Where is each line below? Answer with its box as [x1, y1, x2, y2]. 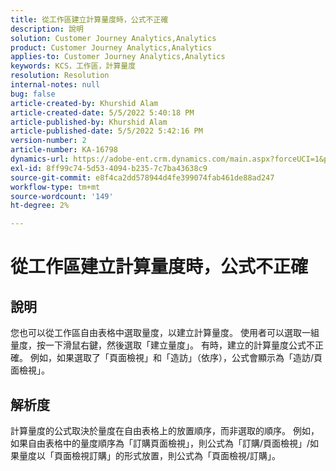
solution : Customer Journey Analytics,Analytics [10, 33, 217, 43]
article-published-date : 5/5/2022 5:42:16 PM [10, 126, 203, 136]
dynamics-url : [10, 154, 70, 164]
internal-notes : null [10, 80, 101, 90]
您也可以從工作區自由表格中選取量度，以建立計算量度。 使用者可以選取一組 [10, 327, 320, 339]
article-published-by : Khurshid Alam [10, 117, 168, 127]
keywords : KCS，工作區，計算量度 [10, 61, 137, 71]
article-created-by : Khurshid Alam [10, 98, 159, 108]
